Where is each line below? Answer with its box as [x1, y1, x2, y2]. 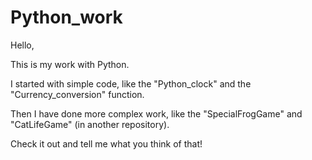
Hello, [10, 39, 35, 51]
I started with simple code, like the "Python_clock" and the [10, 77, 252, 90]
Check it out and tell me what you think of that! [10, 137, 203, 150]
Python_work [10, 6, 123, 29]
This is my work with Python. [10, 58, 130, 70]
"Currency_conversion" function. [10, 88, 145, 100]
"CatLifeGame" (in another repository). [10, 118, 170, 130]
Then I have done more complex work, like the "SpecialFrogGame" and [10, 107, 303, 120]
